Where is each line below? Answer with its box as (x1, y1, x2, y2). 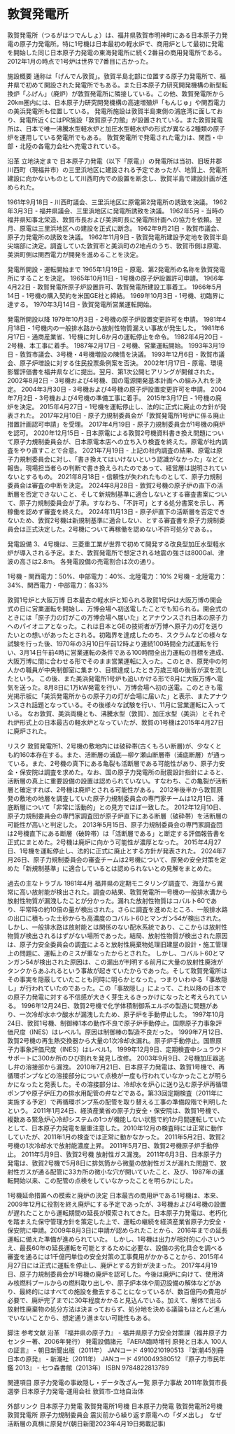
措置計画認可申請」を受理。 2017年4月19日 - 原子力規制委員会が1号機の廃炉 (7, 420, 226, 428)
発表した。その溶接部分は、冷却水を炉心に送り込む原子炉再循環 (43, 1080, 228, 1088)
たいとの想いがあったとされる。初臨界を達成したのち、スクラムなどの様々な (7, 630, 228, 639)
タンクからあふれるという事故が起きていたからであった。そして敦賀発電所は (7, 966, 228, 974)
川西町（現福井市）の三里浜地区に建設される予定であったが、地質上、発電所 (7, 165, 228, 173)
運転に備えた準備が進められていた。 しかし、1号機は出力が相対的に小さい (7, 1235, 220, 1243)
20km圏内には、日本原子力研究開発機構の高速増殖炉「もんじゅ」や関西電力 (7, 98, 226, 106)
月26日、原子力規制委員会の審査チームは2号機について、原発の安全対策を (7, 855, 220, 864)
